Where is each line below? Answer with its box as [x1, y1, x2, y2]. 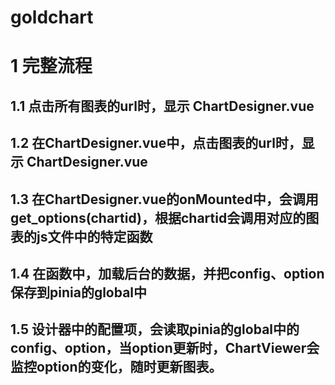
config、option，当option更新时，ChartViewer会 [10, 340, 320, 357]
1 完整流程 [10, 55, 93, 78]
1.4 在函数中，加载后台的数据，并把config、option [10, 265, 325, 282]
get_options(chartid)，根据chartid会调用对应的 [10, 209, 307, 226]
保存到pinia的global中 [10, 284, 148, 301]
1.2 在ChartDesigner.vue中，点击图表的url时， [10, 135, 302, 152]
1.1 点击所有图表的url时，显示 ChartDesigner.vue [10, 97, 315, 115]
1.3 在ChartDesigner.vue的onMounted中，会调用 [10, 191, 319, 208]
